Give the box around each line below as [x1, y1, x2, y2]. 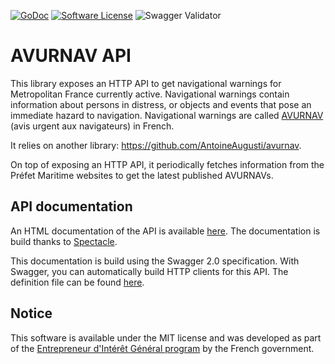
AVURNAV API [10, 45, 132, 67]
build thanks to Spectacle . [10, 235, 118, 247]
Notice [10, 305, 53, 322]
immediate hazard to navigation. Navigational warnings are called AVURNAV [10, 109, 324, 121]
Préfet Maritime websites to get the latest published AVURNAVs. [10, 169, 274, 181]
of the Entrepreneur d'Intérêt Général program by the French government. [10, 342, 315, 354]
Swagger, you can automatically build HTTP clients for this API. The [10, 265, 289, 277]
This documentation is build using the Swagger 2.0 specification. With [10, 255, 300, 267]
